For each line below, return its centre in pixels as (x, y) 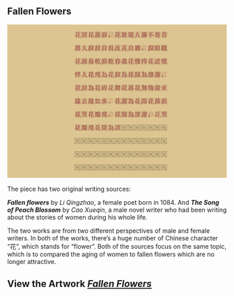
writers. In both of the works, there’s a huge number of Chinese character (112, 238)
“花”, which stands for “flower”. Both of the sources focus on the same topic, (117, 247)
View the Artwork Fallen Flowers (79, 284)
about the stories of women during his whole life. (77, 217)
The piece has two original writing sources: (69, 189)
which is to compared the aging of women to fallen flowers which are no (111, 254)
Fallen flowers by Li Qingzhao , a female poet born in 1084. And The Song (113, 203)
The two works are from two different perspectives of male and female (109, 231)
